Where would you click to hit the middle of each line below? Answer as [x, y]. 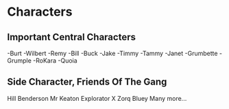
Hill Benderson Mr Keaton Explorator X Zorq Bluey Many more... [97, 98]
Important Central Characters [71, 37]
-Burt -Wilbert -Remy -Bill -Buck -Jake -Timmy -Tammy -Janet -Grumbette [112, 53]
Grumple [20, 61]
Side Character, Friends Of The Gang [87, 82]
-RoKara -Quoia [55, 61]
